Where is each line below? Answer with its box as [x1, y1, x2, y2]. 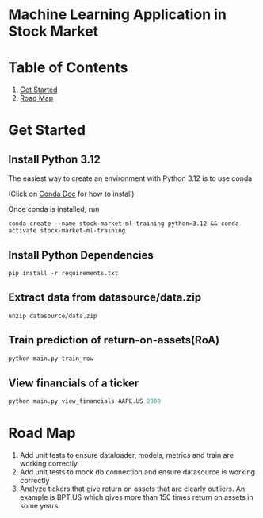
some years [19, 501, 59, 511]
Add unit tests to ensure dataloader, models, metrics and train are [19, 451, 234, 460]
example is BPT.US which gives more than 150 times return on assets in [19, 493, 253, 502]
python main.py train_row [8, 355, 93, 363]
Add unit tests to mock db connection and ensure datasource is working [19, 467, 256, 477]
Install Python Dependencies [8, 248, 154, 262]
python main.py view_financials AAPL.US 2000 [8, 397, 161, 405]
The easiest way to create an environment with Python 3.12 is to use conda [8, 174, 253, 183]
